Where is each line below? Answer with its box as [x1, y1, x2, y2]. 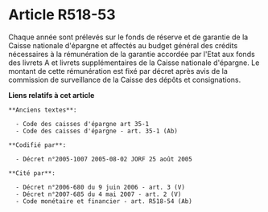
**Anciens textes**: [8, 106, 78, 114]
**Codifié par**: [8, 141, 67, 149]
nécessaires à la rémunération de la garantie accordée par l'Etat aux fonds [8, 49, 255, 59]
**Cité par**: [8, 169, 56, 177]
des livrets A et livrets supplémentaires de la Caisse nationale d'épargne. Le [8, 58, 260, 67]
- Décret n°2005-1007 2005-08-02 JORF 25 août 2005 [15, 155, 193, 163]
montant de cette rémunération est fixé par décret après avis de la [8, 66, 228, 75]
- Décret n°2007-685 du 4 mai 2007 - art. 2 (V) [15, 190, 182, 198]
